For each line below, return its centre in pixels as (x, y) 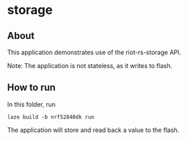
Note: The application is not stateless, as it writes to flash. (90, 66)
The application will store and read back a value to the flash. (93, 130)
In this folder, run (32, 104)
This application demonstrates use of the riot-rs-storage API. (94, 52)
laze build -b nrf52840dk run (51, 117)
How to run (32, 88)
